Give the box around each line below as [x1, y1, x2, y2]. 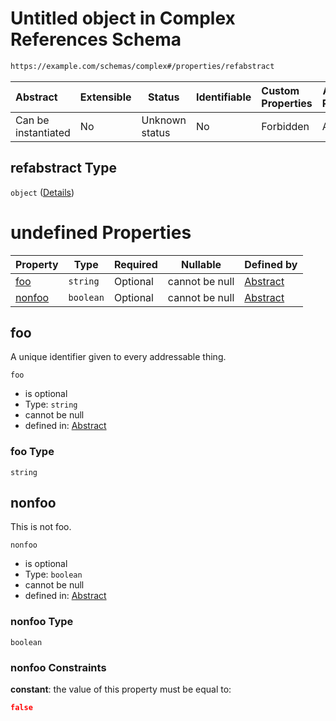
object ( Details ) [10, 186, 75, 198]
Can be [15, 113, 50, 127]
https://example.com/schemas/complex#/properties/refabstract [10, 61, 275, 71]
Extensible [79, 90, 132, 104]
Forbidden [261, 119, 310, 133]
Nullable [181, 257, 222, 271]
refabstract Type [10, 160, 117, 177]
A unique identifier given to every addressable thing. [10, 351, 227, 363]
